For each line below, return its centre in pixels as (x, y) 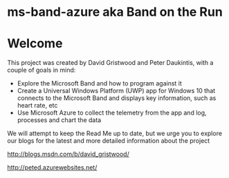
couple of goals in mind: (42, 70)
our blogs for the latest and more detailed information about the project (109, 141)
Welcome (35, 44)
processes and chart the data (59, 120)
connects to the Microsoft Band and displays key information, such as (117, 98)
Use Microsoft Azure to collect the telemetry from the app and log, (112, 113)
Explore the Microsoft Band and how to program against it (99, 83)
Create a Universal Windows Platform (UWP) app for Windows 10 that (116, 91)
